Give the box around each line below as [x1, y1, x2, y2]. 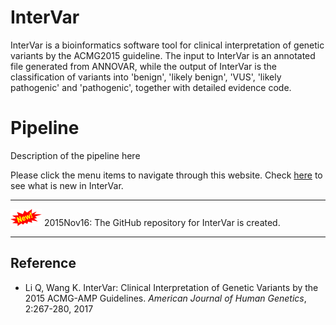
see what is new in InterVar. [10, 179, 124, 191]
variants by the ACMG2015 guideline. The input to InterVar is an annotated [10, 49, 316, 61]
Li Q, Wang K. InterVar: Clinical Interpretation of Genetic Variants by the [24, 281, 319, 293]
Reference [10, 255, 77, 272]
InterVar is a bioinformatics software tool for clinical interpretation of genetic [10, 39, 325, 51]
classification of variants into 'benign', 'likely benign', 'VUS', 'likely [10, 71, 282, 83]
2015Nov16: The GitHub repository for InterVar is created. [43, 216, 281, 228]
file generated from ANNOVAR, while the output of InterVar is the [10, 60, 278, 72]
